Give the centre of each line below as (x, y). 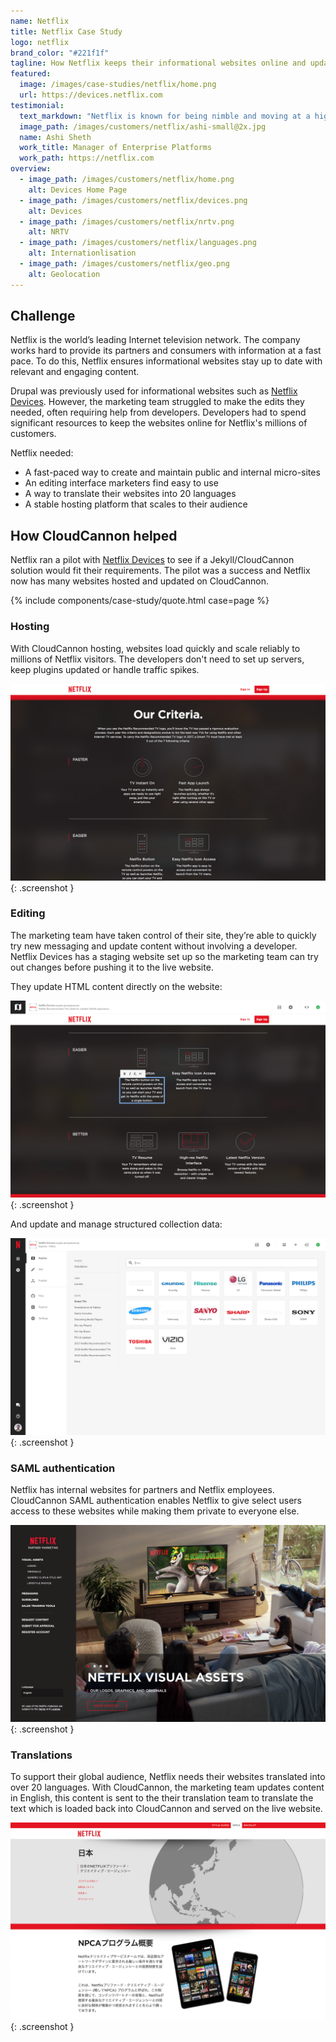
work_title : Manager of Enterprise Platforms (116, 148)
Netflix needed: (42, 453)
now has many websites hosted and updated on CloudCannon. (139, 581)
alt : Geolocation (64, 274)
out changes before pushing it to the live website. (112, 967)
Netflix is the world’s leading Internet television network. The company (155, 340)
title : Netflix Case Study (66, 31)
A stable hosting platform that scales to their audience (136, 504)
